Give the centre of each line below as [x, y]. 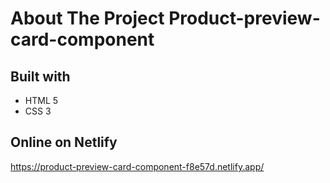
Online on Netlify [64, 142]
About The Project [87, 18]
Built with [40, 76]
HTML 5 [41, 100]
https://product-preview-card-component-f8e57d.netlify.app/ [137, 166]
